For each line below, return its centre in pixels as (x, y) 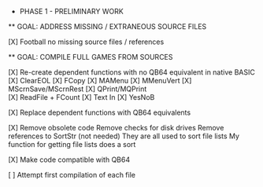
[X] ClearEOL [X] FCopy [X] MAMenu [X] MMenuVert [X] (100, 81)
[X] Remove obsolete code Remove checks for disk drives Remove (116, 128)
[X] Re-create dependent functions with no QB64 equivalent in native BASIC (132, 72)
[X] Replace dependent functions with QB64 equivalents (100, 112)
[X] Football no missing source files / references (86, 42)
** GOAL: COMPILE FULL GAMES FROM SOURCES (91, 57)
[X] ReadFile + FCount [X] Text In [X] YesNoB (81, 97)
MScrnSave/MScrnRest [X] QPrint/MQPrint (78, 89)
